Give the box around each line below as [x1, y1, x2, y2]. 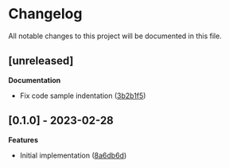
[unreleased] [8, 54, 74, 68]
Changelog [8, 5, 83, 23]
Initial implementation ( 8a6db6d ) [19, 150, 127, 160]
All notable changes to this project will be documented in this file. [8, 31, 223, 41]
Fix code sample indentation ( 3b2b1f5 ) [19, 91, 146, 100]
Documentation [8, 75, 61, 84]
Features [8, 135, 38, 144]
